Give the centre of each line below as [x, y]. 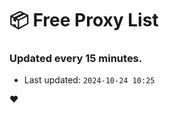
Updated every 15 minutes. [76, 59]
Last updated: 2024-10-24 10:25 [89, 80]
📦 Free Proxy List [84, 20]
